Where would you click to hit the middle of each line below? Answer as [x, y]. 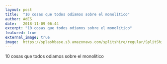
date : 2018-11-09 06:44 [32, 24]
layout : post [19, 10]
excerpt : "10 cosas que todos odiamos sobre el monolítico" [69, 28]
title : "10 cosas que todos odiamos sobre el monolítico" [68, 14]
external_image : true [28, 38]
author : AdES [19, 19]
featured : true [21, 33]
